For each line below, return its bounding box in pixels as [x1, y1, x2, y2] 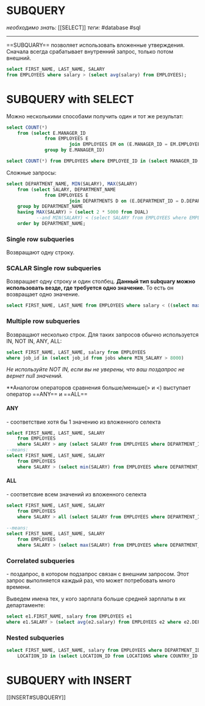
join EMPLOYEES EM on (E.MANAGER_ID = [69, 141, 168, 148]
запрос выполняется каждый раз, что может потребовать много [6, 577, 176, 584]
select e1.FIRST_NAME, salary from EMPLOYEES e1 [6, 613, 132, 619]
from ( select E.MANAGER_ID [17, 130, 86, 136]
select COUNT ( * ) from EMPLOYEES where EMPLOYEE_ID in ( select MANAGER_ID [6, 158, 198, 164]
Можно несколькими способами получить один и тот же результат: [6, 112, 184, 119]
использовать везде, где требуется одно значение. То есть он [6, 284, 174, 291]
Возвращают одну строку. [6, 249, 75, 256]
